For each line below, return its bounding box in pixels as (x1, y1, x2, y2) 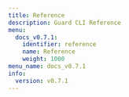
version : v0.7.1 (15, 77, 68, 84)
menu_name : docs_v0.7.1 (8, 63, 87, 70)
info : (8, 70, 26, 77)
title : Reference (8, 11, 65, 20)
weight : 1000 (22, 56, 65, 63)
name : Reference (22, 48, 76, 56)
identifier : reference (22, 41, 97, 48)
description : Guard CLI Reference (8, 19, 122, 27)
